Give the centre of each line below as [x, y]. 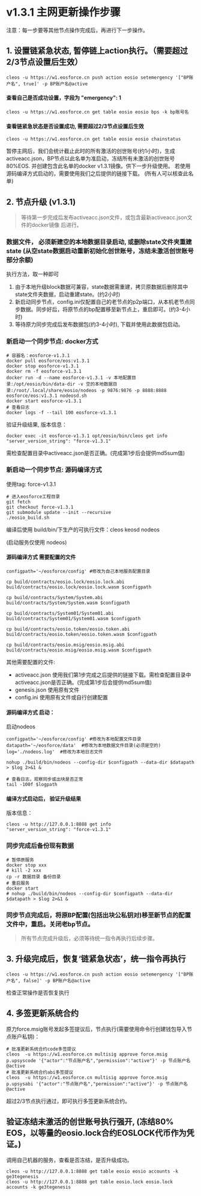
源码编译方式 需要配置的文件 [41, 557]
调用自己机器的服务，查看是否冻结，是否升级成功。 [69, 1160]
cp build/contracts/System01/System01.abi [60, 614]
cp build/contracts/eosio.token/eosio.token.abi [68, 629]
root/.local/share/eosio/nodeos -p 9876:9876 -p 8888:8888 [91, 390]
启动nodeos [21, 726]
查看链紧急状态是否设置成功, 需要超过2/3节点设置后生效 [75, 126]
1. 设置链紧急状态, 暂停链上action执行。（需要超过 [97, 51]
